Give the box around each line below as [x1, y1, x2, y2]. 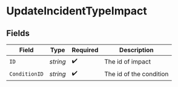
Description [119, 46, 154, 54]
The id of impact [104, 57, 151, 65]
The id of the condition [104, 70, 169, 78]
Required [71, 46, 99, 54]
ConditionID [9, 70, 44, 77]
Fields [6, 28, 30, 38]
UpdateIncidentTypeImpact [6, 4, 147, 18]
